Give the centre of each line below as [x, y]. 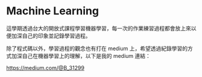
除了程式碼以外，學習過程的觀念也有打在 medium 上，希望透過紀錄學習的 [97, 48]
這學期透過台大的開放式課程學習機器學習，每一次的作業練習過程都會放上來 [99, 28]
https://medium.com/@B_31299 [45, 67]
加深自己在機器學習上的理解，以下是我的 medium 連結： [81, 56]
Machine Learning [53, 11]
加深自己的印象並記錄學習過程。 [51, 36]
